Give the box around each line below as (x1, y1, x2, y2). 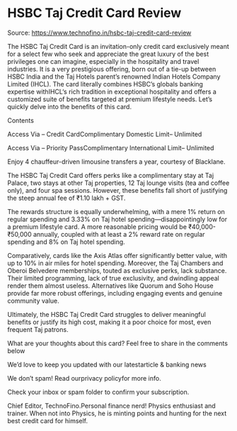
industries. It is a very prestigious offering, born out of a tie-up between (7, 65, 216, 73)
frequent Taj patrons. (7, 325, 69, 334)
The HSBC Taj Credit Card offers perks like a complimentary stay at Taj (7, 171, 214, 179)
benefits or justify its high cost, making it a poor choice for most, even (7, 318, 212, 326)
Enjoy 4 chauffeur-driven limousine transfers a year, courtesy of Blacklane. (7, 157, 226, 166)
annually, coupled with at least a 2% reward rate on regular (33, 230, 205, 238)
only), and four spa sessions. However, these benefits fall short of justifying (7, 186, 228, 194)
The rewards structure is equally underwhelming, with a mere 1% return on (7, 207, 225, 216)
